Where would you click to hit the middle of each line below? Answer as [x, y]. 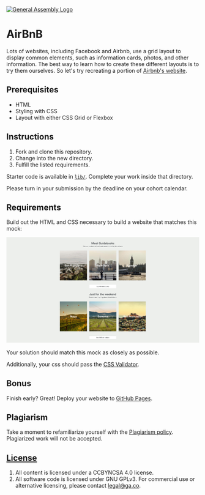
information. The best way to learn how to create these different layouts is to [103, 64]
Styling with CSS [36, 111]
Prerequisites [32, 90]
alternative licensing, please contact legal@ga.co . [78, 486]
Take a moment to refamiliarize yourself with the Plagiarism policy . [90, 432]
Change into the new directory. [54, 158]
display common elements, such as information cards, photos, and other [98, 58]
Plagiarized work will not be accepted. [54, 439]
